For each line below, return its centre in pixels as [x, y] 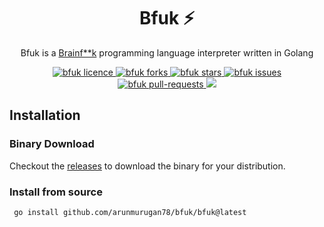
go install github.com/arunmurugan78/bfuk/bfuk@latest [130, 212]
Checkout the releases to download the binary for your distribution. [147, 166]
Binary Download [52, 144]
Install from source [56, 192]
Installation [45, 115]
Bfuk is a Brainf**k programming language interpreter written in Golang [167, 52]
